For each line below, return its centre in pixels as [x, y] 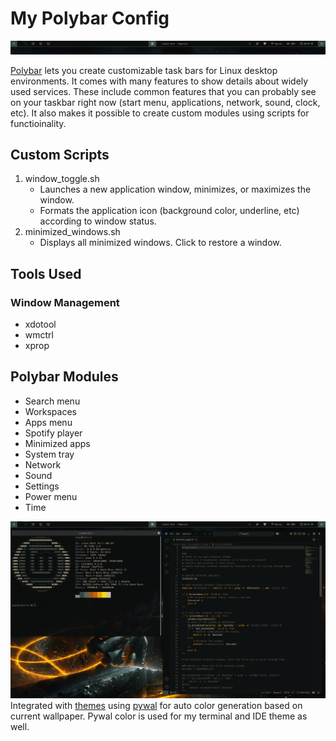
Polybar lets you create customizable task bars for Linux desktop [144, 70]
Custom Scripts [60, 154]
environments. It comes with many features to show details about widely [159, 81]
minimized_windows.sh [72, 232]
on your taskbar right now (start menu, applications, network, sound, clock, [165, 102]
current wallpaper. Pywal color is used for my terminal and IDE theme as [159, 716]
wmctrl [39, 335]
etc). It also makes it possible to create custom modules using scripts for [160, 113]
